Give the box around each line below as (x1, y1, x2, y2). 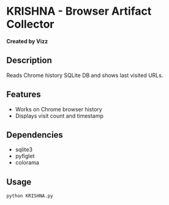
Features (6, 89, 41, 100)
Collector (6, 17, 54, 31)
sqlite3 (15, 146, 32, 154)
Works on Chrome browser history (15, 105, 102, 113)
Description (6, 55, 52, 65)
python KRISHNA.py (6, 193, 53, 199)
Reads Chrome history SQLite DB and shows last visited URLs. (6, 72, 163, 79)
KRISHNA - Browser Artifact (6, 4, 152, 18)
